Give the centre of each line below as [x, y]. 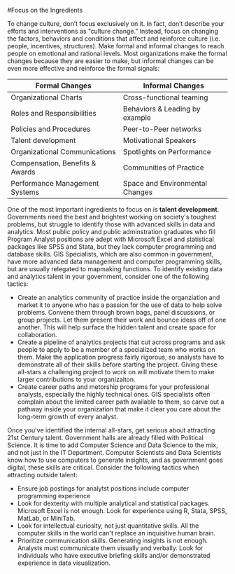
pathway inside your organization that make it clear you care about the [119, 409]
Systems [25, 192]
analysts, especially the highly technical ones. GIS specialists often [114, 394]
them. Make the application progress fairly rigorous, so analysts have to [121, 357]
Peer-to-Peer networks [162, 129]
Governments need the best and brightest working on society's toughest [112, 217]
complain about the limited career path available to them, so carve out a [121, 402]
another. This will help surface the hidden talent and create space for [117, 327]
